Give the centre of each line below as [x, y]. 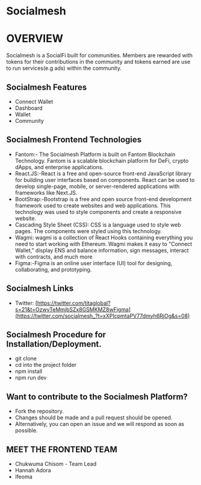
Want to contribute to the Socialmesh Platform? [97, 397]
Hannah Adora [33, 470]
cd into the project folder [46, 365]
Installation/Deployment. [54, 344]
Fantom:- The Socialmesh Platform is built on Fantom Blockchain [95, 154]
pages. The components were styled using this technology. [88, 231]
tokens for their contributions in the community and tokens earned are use [98, 62]
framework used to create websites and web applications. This [93, 205]
